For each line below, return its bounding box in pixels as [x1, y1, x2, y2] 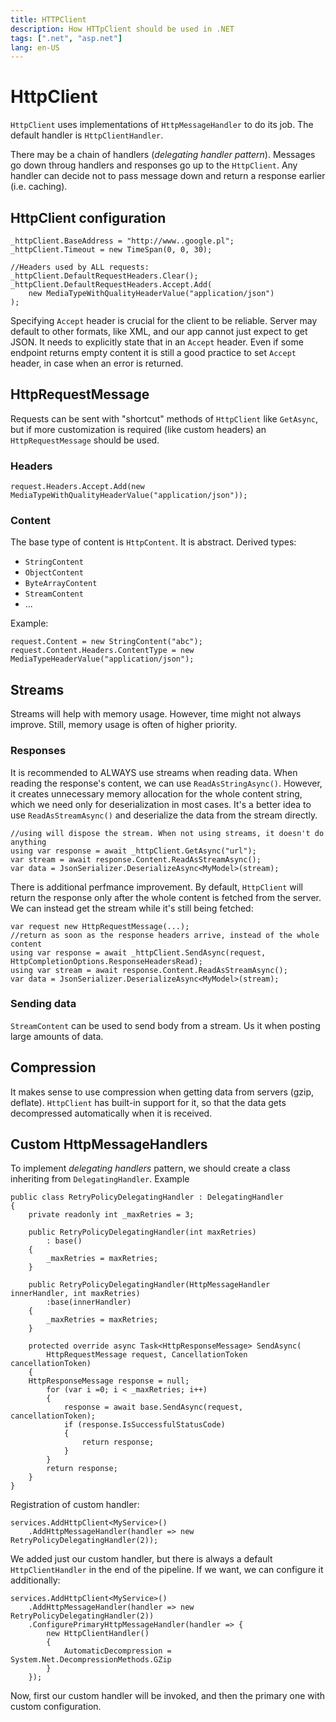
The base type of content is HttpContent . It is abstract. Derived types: [10, 536, 297, 548]
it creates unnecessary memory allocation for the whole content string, [10, 787, 303, 800]
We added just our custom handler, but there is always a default [10, 1553, 273, 1565]
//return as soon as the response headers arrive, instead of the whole [10, 930, 320, 940]
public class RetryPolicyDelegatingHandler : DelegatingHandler [10, 1192, 284, 1203]
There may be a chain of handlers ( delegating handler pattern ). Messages [10, 149, 316, 161]
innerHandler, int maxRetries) [10, 1289, 141, 1299]
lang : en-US [10, 42, 60, 53]
